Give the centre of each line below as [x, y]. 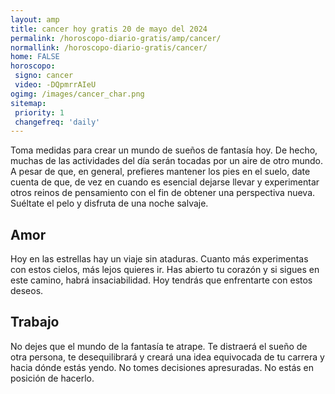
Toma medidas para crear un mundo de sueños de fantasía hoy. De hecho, [164, 150]
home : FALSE [35, 57]
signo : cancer [44, 76]
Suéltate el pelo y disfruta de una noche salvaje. [109, 203]
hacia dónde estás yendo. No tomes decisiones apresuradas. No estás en [162, 367]
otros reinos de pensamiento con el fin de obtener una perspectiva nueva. [163, 193]
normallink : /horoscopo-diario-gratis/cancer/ [109, 47]
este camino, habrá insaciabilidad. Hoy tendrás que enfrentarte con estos [161, 280]
